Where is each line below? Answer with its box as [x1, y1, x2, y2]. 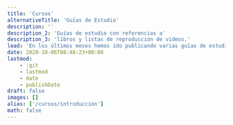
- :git [19, 62, 39, 69]
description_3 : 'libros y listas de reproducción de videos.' [7, 36, 191, 43]
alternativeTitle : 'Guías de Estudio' [7, 17, 119, 24]
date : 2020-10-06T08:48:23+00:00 [7, 49, 104, 56]
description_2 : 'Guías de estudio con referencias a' [7, 29, 166, 37]
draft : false [7, 87, 45, 94]
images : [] [7, 94, 39, 101]
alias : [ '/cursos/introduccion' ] [7, 101, 104, 108]
